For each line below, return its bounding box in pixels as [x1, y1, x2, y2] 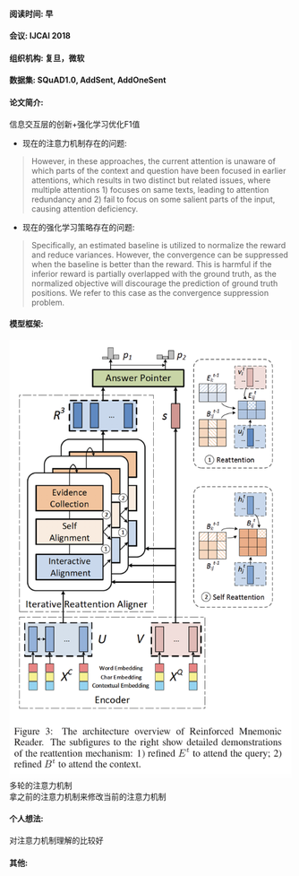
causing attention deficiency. [30, 203, 139, 214]
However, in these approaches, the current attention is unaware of [30, 155, 276, 166]
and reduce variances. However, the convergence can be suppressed [30, 249, 289, 260]
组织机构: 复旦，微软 [9, 52, 85, 63]
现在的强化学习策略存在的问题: [21, 221, 135, 232]
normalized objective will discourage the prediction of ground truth [30, 278, 278, 289]
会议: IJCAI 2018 [9, 30, 72, 41]
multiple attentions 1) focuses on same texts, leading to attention [30, 184, 269, 195]
